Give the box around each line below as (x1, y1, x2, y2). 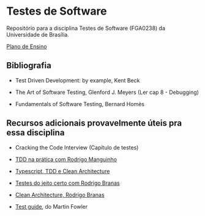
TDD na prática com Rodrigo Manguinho (15, 156, 117, 163)
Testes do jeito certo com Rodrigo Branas (15, 179, 121, 187)
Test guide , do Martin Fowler (15, 203, 88, 210)
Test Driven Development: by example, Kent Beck (15, 76, 140, 84)
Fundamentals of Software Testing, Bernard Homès (15, 100, 145, 107)
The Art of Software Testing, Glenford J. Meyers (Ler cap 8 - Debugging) (15, 88, 199, 96)
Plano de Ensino (6, 43, 47, 50)
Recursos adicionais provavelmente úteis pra (6, 118, 182, 129)
